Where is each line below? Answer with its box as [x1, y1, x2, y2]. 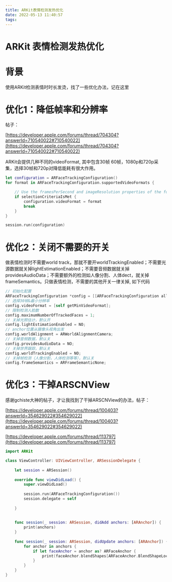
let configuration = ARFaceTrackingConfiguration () [5, 175, 118, 181]
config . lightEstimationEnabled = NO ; [5, 322, 86, 327]
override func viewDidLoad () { [14, 477, 81, 482]
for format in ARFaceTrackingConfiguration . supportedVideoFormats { [5, 180, 155, 185]
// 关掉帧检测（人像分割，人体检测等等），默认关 [5, 356, 95, 361]
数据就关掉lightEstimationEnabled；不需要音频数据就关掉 [9, 266, 130, 272]
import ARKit [5, 449, 33, 454]
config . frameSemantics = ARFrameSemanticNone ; [5, 360, 106, 365]
